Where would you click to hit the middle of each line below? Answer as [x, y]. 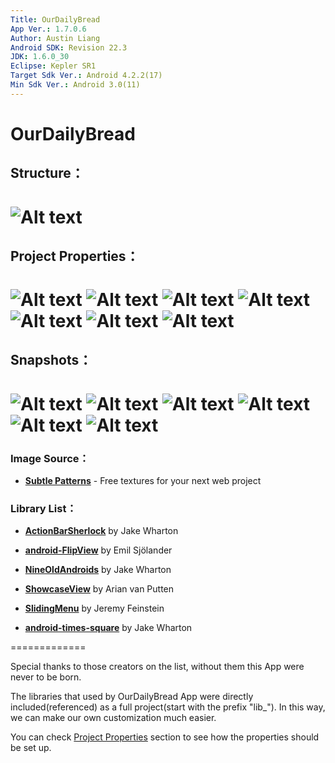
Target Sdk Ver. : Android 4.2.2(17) [86, 76]
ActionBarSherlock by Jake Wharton [101, 531]
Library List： [43, 508]
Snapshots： [51, 360]
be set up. [31, 748]
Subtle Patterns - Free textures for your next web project [143, 480]
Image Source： [50, 458]
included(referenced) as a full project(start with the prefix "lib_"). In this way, [168, 707]
